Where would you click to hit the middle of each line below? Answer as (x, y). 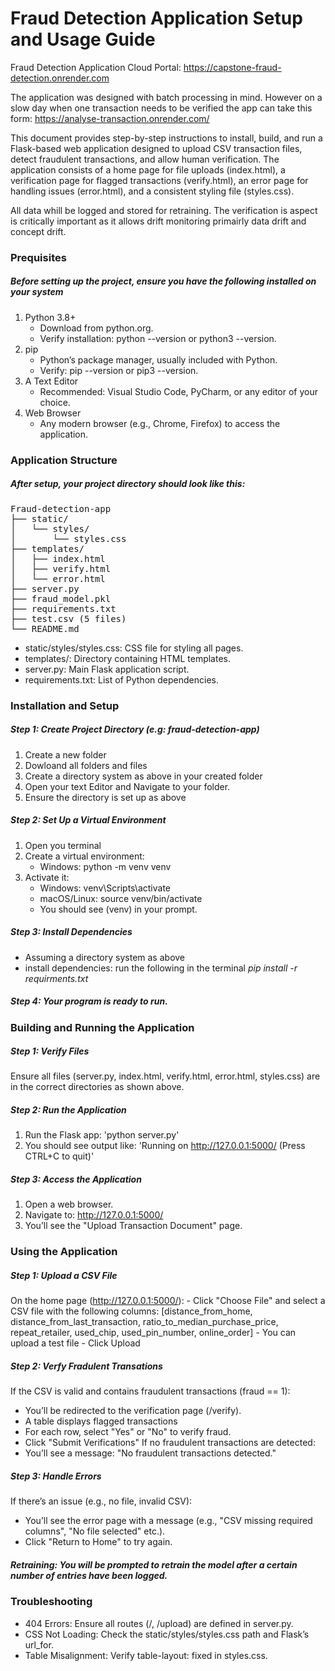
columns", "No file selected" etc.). (95, 1531)
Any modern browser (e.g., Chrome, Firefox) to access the (160, 423)
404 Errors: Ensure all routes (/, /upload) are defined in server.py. (159, 1623)
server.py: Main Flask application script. (107, 669)
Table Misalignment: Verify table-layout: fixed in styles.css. (146, 1655)
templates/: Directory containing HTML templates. (128, 658)
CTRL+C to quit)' (59, 1156)
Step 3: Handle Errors (56, 1476)
